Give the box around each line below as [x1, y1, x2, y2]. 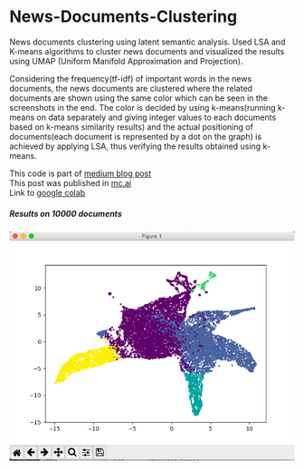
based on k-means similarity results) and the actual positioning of [9, 121, 253, 132]
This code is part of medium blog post [9, 168, 152, 179]
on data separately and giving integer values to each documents [36, 112, 277, 122]
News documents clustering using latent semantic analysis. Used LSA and [9, 36, 286, 47]
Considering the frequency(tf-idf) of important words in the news [9, 73, 252, 83]
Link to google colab [9, 187, 86, 198]
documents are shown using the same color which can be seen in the [9, 93, 269, 103]
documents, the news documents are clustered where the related [9, 83, 253, 93]
